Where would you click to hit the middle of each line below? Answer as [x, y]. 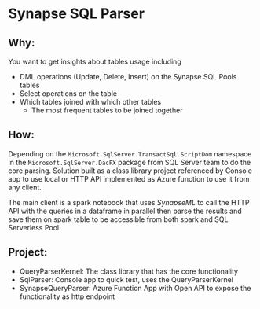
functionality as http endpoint [67, 296]
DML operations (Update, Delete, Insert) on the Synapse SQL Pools [128, 77]
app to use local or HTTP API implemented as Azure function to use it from [129, 178]
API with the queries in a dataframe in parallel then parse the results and [125, 211]
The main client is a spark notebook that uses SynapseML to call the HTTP [129, 202]
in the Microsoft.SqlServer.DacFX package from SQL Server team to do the [130, 162]
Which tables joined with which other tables [90, 102]
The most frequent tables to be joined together [107, 110]
